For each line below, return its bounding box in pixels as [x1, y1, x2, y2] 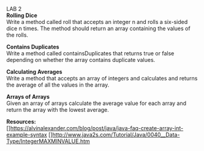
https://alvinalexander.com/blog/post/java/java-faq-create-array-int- [10, 125, 184, 131]
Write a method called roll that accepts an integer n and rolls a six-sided [6, 18, 188, 25]
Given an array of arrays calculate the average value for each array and [6, 99, 187, 107]
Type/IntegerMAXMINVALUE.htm [6, 137, 90, 145]
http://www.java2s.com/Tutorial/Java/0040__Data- [52, 131, 180, 138]
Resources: [6, 118, 36, 125]
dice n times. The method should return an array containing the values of [6, 25, 191, 32]
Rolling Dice [6, 12, 38, 19]
